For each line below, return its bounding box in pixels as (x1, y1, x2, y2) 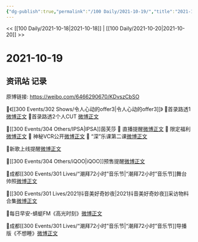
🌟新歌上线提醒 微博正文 (6, 145, 62, 152)
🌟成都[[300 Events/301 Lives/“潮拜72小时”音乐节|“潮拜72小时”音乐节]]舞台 (6, 170, 187, 177)
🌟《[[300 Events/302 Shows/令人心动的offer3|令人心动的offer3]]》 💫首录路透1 (6, 105, 191, 112)
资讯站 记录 (6, 76, 47, 86)
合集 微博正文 (6, 197, 37, 204)
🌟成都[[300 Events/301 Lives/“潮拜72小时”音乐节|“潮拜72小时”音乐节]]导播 (6, 222, 187, 229)
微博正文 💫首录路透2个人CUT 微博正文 (6, 113, 99, 120)
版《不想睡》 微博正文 (6, 230, 58, 237)
